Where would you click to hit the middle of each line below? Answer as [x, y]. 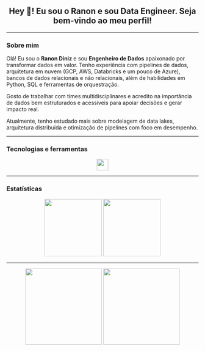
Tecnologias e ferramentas [47, 149]
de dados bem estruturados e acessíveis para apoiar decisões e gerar [94, 103]
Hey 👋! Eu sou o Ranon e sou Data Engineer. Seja [103, 11]
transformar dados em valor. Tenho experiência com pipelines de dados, [98, 65]
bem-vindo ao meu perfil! [103, 21]
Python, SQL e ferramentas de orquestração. [63, 85]
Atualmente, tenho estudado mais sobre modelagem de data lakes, [90, 121]
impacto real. [23, 109]
